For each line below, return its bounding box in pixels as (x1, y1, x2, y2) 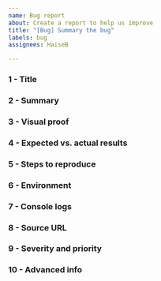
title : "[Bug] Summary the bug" (8, 26, 114, 34)
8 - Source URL (8, 222, 67, 233)
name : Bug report (8, 11, 66, 20)
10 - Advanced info (8, 264, 83, 275)
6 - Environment (8, 179, 72, 190)
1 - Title (8, 74, 38, 85)
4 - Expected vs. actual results (8, 137, 128, 148)
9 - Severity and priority (8, 243, 103, 254)
